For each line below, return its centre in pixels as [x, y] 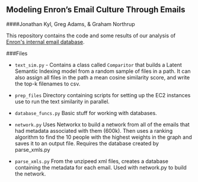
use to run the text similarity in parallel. [62, 101]
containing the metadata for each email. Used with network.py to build [100, 167]
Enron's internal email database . [45, 41]
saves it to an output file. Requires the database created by [87, 143]
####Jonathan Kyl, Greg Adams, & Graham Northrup [71, 24]
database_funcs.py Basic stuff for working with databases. [86, 113]
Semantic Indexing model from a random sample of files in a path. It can [103, 71]
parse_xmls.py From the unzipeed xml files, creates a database [92, 161]
